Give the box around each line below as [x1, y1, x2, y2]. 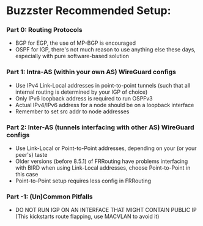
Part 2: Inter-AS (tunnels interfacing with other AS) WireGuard [6, 123, 194, 132]
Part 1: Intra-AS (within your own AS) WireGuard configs [6, 68, 176, 77]
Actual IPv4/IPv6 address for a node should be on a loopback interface [15, 101, 194, 108]
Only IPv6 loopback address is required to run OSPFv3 [15, 94, 153, 102]
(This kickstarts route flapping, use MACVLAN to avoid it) [15, 213, 160, 220]
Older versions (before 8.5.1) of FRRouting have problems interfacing [15, 157, 188, 165]
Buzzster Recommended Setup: [6, 4, 171, 18]
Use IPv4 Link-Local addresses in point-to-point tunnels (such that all [15, 81, 191, 89]
